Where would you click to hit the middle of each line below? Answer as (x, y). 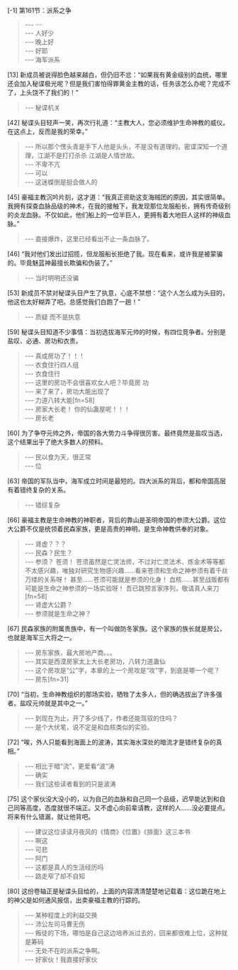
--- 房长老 (39, 418)
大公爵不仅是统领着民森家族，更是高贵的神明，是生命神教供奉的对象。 (110, 529)
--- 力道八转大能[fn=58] (59, 400)
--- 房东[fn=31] (47, 679)
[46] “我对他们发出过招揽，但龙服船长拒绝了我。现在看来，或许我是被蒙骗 (115, 254)
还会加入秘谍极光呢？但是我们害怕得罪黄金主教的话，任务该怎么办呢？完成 (116, 83)
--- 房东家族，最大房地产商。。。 (70, 652)
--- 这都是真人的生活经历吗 (64, 867)
